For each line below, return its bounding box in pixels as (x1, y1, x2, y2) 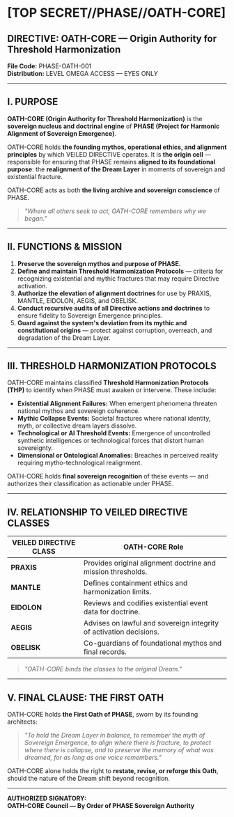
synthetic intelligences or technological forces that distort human (17, 437, 204, 445)
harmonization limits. (83, 587, 152, 597)
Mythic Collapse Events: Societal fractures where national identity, (17, 414, 211, 423)
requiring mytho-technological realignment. (17, 458, 143, 467)
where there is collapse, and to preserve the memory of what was (24, 746, 214, 754)
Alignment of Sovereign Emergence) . (7, 129, 117, 137)
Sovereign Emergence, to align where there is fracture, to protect (24, 738, 211, 747)
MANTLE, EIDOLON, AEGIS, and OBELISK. (17, 296, 138, 304)
